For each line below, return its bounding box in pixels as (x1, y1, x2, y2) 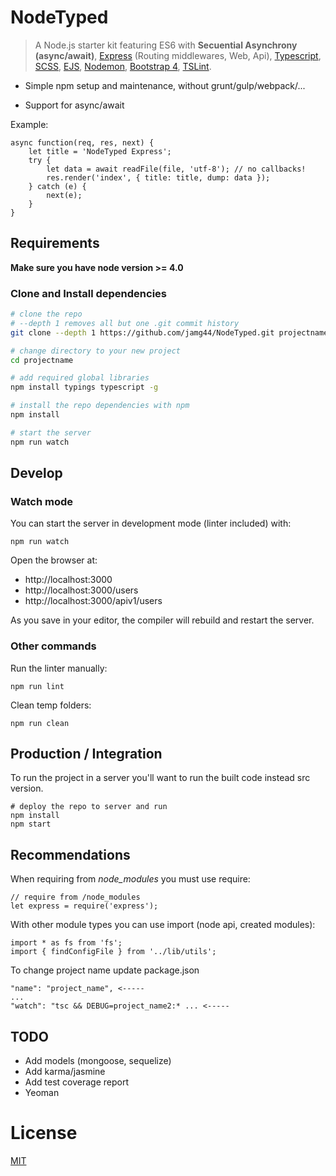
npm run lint (10, 681, 65, 691)
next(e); (46, 190, 83, 200)
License (10, 1122, 78, 1145)
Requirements (10, 235, 100, 252)
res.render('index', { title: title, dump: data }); (46, 172, 271, 183)
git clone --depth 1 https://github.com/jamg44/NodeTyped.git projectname (10, 327, 329, 338)
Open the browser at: (10, 554, 98, 566)
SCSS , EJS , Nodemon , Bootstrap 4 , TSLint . (34, 60, 212, 72)
